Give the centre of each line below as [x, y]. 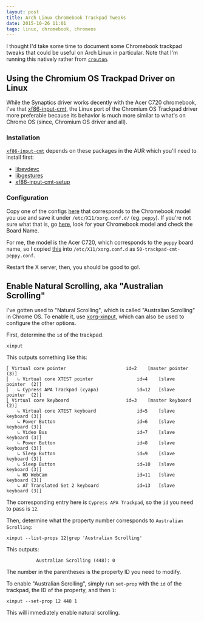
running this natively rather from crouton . [58, 59]
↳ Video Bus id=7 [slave [96, 433]
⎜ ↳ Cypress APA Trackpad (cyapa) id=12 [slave [90, 390]
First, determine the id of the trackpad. [55, 335]
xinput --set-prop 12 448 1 [42, 601]
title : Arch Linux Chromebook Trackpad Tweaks [66, 18]
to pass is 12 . [23, 509]
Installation [23, 138]
